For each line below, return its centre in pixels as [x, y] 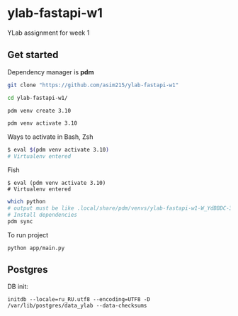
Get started [33, 55]
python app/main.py [36, 248]
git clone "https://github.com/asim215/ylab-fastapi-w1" [93, 85]
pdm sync [20, 221]
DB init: [18, 287]
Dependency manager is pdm [51, 72]
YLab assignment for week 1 [49, 33]
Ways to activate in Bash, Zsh [50, 137]
